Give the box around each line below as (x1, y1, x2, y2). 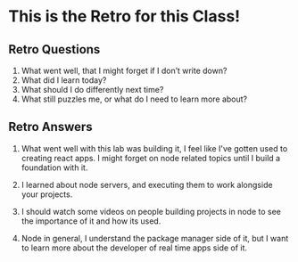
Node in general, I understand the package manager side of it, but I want (21, 233, 289, 243)
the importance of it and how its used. (21, 216, 161, 226)
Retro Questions (8, 42, 101, 57)
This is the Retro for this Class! (8, 6, 241, 27)
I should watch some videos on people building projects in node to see (21, 206, 282, 217)
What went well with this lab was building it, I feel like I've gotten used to (21, 143, 288, 153)
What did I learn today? (21, 75, 107, 86)
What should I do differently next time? (21, 85, 164, 94)
